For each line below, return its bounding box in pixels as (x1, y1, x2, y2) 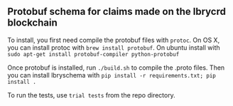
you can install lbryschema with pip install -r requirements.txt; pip (7, 70, 217, 79)
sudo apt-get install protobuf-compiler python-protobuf (7, 51, 180, 58)
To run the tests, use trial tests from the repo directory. (7, 90, 175, 99)
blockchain (7, 17, 58, 29)
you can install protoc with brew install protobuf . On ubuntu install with (7, 43, 220, 52)
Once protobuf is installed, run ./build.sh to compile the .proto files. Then (7, 63, 225, 72)
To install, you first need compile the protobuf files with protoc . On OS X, (7, 36, 220, 44)
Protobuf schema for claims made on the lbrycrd (7, 6, 226, 18)
